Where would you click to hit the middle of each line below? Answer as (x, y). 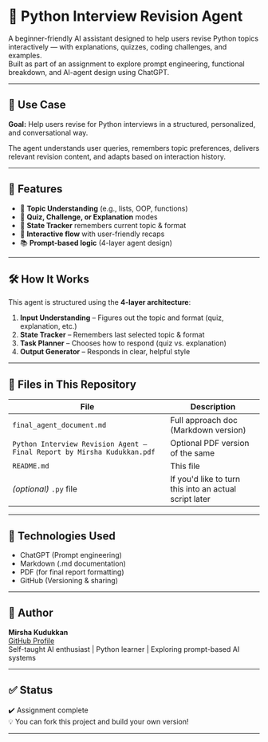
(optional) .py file (45, 489)
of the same (193, 453)
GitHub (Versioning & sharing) (69, 580)
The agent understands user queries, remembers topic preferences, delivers (134, 148)
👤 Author (31, 613)
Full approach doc (204, 420)
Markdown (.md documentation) (73, 563)
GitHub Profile (32, 641)
